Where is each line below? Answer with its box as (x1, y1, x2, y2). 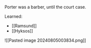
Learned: (4, 14, 23, 19)
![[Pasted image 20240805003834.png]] (4, 37, 86, 43)
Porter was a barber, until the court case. (4, 4, 87, 10)
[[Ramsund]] (11, 23, 37, 29)
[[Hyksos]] (11, 28, 33, 33)
